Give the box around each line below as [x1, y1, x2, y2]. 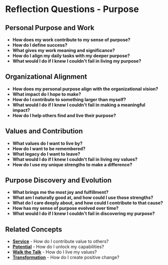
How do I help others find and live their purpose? [12, 112, 116, 118]
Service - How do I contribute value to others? [12, 238, 109, 244]
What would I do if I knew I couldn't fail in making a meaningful [12, 102, 145, 108]
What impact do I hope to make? [12, 91, 81, 97]
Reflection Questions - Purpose [5, 4, 139, 15]
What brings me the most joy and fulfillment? [12, 189, 109, 195]
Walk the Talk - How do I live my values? [12, 249, 97, 255]
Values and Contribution [5, 127, 83, 136]
